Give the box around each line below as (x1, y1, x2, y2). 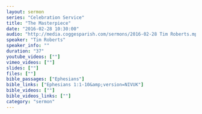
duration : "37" (6, 48, 44, 54)
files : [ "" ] (6, 71, 36, 77)
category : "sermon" (6, 98, 55, 104)
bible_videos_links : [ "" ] (6, 93, 71, 99)
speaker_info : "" (6, 43, 50, 49)
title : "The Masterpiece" (6, 20, 71, 26)
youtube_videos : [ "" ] (6, 54, 61, 60)
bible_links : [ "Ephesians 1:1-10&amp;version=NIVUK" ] (6, 82, 144, 88)
